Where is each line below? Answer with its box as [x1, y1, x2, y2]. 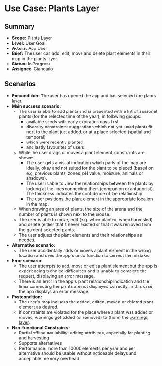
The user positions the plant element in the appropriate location [26, 196, 153, 202]
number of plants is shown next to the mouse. [18, 211, 111, 217]
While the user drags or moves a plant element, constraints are [18, 149, 145, 155]
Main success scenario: [11, 103, 61, 109]
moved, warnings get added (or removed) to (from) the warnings [18, 314, 148, 320]
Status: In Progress [11, 61, 51, 66]
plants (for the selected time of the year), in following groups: [18, 113, 142, 119]
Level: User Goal [11, 40, 46, 46]
